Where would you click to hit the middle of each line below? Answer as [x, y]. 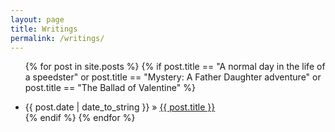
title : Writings [44, 29]
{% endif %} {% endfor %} [80, 118]
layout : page [37, 19]
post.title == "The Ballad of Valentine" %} [110, 88]
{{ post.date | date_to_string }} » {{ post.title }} [120, 107]
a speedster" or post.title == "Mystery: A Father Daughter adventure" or [173, 77]
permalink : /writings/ [57, 38]
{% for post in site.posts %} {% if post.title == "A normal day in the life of [175, 67]
